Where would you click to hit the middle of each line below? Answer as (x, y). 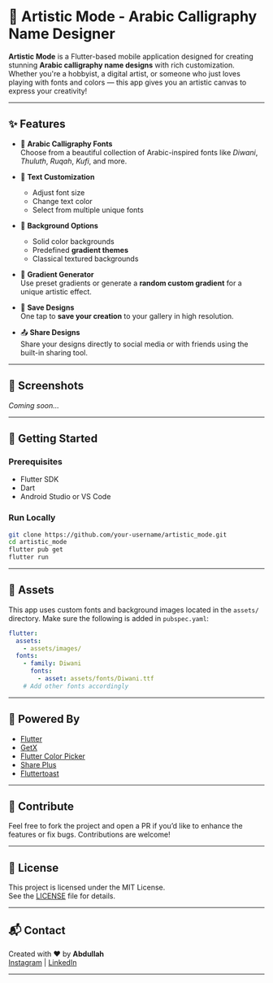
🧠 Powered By (44, 719)
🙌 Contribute (41, 807)
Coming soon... (34, 405)
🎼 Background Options (59, 225)
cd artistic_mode (38, 542)
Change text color (63, 201)
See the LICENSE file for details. (62, 896)
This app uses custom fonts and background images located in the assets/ (134, 610)
